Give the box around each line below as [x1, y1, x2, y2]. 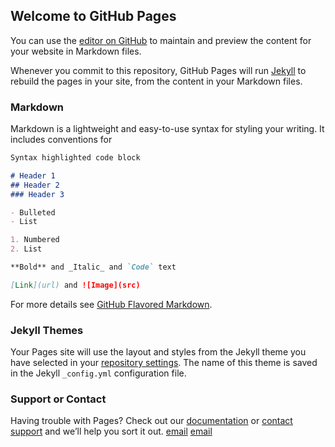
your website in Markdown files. [10, 45, 142, 57]
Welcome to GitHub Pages [10, 8, 177, 25]
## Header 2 [10, 180, 60, 190]
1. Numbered [10, 235, 60, 245]
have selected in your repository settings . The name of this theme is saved [10, 357, 318, 369]
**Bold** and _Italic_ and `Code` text [10, 262, 177, 273]
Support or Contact [10, 392, 107, 406]
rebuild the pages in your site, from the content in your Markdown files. [10, 75, 303, 87]
